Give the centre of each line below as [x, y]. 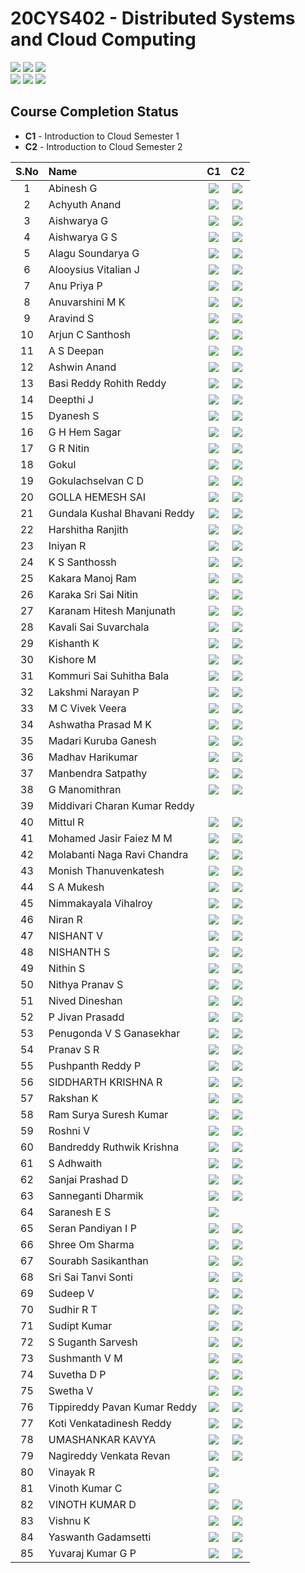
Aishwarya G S [83, 237]
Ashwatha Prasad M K [100, 724]
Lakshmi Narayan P [94, 692]
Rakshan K [73, 1098]
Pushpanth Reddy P [95, 1065]
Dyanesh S [74, 415]
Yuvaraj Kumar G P [92, 1553]
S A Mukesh [76, 887]
